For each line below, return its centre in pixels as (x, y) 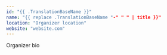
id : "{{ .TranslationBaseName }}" (49, 12)
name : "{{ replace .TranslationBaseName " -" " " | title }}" (84, 17)
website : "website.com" (36, 28)
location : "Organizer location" (46, 23)
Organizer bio (23, 45)
